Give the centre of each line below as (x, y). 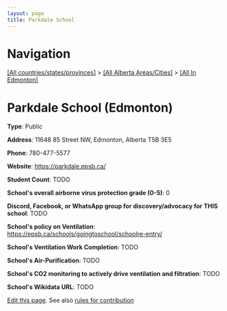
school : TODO (27, 214)
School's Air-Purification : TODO (54, 260)
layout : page (26, 13)
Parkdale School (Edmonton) (90, 108)
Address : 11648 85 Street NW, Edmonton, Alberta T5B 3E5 (90, 140)
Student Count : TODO (39, 179)
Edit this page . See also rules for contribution (71, 300)
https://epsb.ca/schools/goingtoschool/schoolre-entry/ (85, 234)
